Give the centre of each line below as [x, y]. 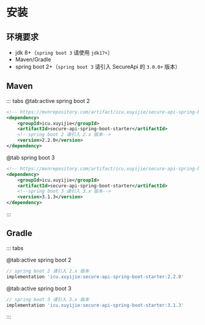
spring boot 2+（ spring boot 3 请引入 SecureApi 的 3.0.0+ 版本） [98, 67]
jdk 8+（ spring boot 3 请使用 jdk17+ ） [64, 53]
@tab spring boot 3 [31, 157]
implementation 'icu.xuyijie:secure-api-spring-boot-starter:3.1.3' [95, 305]
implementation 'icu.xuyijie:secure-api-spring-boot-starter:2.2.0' [95, 277]
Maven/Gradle [33, 59]
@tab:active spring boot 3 [39, 288]
